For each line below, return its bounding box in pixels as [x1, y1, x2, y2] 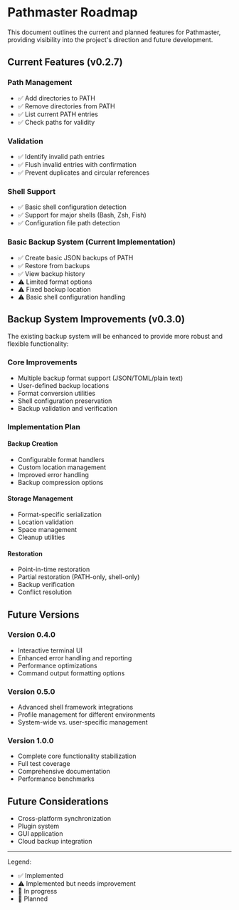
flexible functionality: [7, 339, 69, 348]
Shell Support [7, 186, 55, 196]
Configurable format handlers [17, 455, 105, 464]
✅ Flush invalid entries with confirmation [17, 160, 137, 168]
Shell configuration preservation [17, 397, 112, 405]
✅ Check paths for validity [17, 118, 95, 126]
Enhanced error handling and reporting [17, 653, 132, 662]
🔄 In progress [17, 887, 58, 896]
